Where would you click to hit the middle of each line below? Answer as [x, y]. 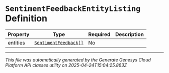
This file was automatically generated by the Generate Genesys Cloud [78, 59]
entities [16, 42]
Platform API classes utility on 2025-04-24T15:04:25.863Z [66, 65]
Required [99, 34]
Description [130, 34]
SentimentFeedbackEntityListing [73, 9]
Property [19, 34]
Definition [26, 18]
